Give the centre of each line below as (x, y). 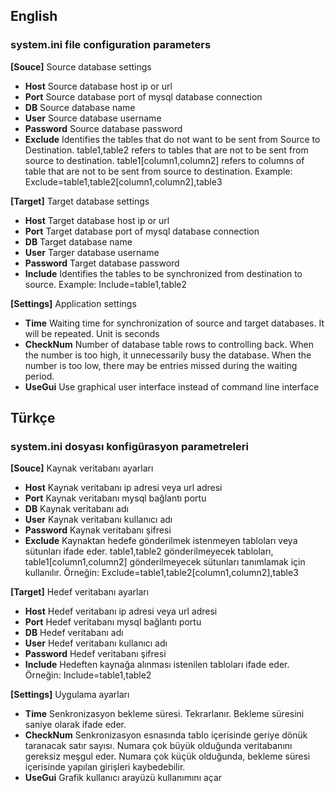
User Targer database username (92, 252)
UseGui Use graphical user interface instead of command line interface (172, 386)
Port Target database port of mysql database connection (142, 231)
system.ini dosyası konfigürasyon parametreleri (129, 446)
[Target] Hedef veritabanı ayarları (80, 592)
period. (39, 376)
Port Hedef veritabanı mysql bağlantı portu (113, 622)
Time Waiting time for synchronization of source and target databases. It (174, 323)
